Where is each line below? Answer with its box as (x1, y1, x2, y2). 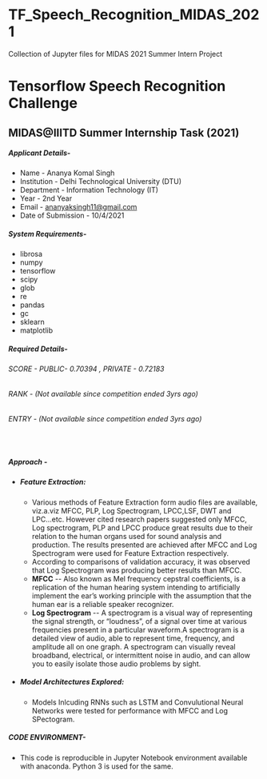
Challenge (8, 94, 78, 113)
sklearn (19, 318, 46, 327)
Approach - (8, 457, 48, 466)
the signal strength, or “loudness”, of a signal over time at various (31, 616, 248, 625)
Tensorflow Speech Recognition (8, 78, 226, 95)
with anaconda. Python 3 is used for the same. (19, 761, 173, 771)
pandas (19, 300, 46, 310)
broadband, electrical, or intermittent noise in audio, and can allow (31, 650, 250, 660)
